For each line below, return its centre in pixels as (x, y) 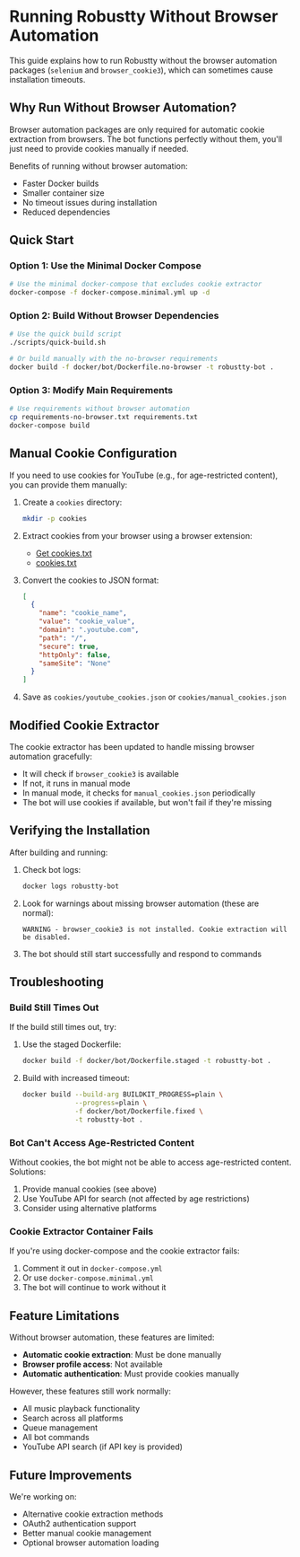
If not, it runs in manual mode (76, 784)
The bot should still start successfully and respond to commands (142, 954)
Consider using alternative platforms (89, 1209)
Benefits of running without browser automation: (99, 166)
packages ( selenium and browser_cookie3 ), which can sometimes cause (141, 70)
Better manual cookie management (87, 1533)
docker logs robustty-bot (70, 886)
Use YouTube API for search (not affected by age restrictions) (136, 1199)
